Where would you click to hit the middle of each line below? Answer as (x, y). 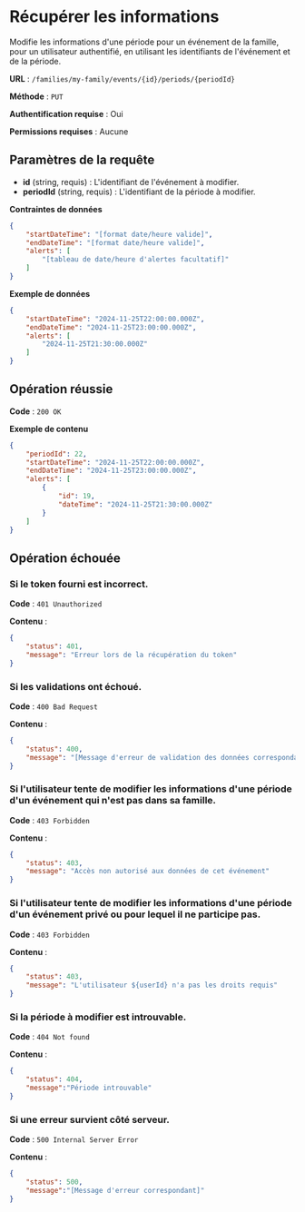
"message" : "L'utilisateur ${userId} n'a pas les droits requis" (152, 985)
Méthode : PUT (36, 96)
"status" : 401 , (54, 646)
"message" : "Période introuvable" (89, 1088)
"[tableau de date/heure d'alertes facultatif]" (136, 260)
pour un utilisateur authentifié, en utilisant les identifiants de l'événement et (150, 51)
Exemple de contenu (49, 429)
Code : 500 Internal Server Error (74, 1139)
